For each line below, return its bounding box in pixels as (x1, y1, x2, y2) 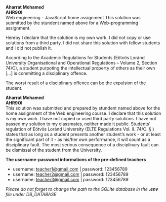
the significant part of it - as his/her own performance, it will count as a (5, 136, 150, 142)
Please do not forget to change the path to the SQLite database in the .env (5, 186, 159, 192)
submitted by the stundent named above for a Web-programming (5, 20, 138, 26)
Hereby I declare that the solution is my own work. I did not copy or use (5, 34, 151, 40)
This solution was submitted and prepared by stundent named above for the (5, 105, 160, 111)
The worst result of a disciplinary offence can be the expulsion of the (5, 80, 146, 86)
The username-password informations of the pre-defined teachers (5, 157, 146, 162)
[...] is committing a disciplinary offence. (5, 70, 88, 76)
